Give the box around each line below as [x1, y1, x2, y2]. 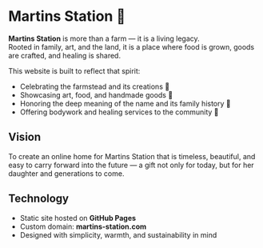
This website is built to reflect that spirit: [8, 66, 141, 75]
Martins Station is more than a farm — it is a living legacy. [8, 34, 200, 43]
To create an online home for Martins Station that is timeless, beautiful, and [8, 151, 256, 161]
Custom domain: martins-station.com [19, 222, 147, 231]
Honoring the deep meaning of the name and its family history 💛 [19, 98, 231, 108]
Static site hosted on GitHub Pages [19, 213, 137, 222]
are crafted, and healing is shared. [8, 50, 122, 60]
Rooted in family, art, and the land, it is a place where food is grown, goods [8, 42, 255, 51]
